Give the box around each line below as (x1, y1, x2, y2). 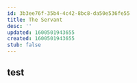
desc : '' (7, 22, 32, 29)
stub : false (7, 41, 41, 48)
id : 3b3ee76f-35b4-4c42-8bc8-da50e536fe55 (7, 10, 130, 17)
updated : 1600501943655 (7, 29, 75, 36)
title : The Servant (7, 16, 63, 23)
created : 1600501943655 (7, 35, 75, 42)
